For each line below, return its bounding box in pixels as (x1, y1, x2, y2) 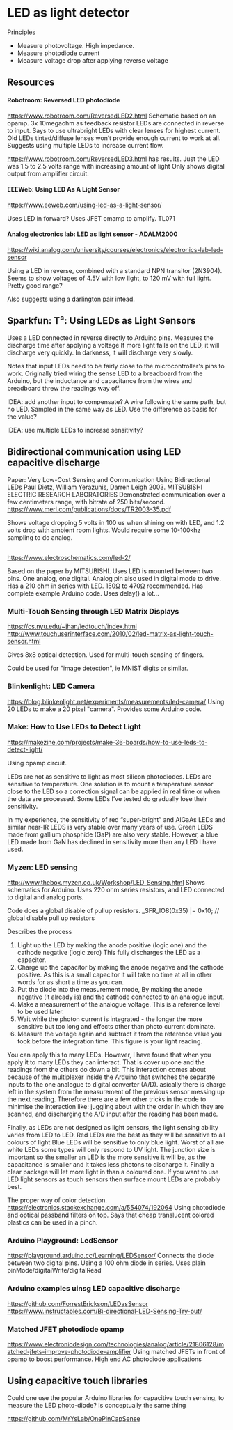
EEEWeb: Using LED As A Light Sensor (7, 185, 120, 194)
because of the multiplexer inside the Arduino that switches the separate (7, 1073, 216, 1081)
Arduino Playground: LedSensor (7, 1236, 118, 1245)
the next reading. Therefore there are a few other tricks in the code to (7, 1095, 207, 1103)
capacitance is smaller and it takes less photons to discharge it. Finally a (7, 1160, 214, 1169)
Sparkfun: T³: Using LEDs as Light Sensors (7, 315, 196, 327)
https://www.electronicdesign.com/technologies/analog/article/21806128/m (7, 1340, 225, 1349)
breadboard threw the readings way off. (7, 384, 121, 392)
